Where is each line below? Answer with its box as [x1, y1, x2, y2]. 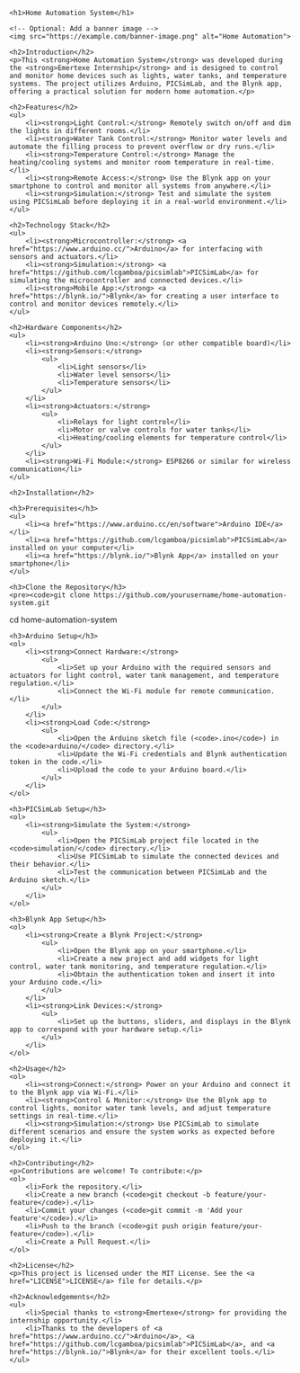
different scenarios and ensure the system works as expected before [9, 1128, 276, 1137]
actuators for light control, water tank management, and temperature [9, 671, 279, 680]
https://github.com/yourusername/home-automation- [93, 591, 287, 600]
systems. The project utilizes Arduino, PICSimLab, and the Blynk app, [9, 79, 283, 88]
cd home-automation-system [9, 614, 118, 625]
